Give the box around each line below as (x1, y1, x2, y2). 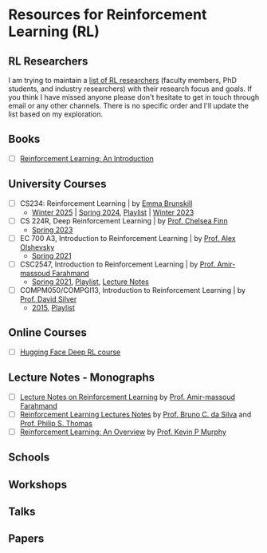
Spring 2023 (31, 225, 73, 235)
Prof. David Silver (19, 294, 77, 304)
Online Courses (8, 326, 88, 340)
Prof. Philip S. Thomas (19, 418, 93, 428)
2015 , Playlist (31, 303, 76, 312)
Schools (8, 451, 50, 464)
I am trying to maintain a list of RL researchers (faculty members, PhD (8, 76, 238, 85)
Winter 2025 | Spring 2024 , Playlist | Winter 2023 (31, 207, 194, 217)
